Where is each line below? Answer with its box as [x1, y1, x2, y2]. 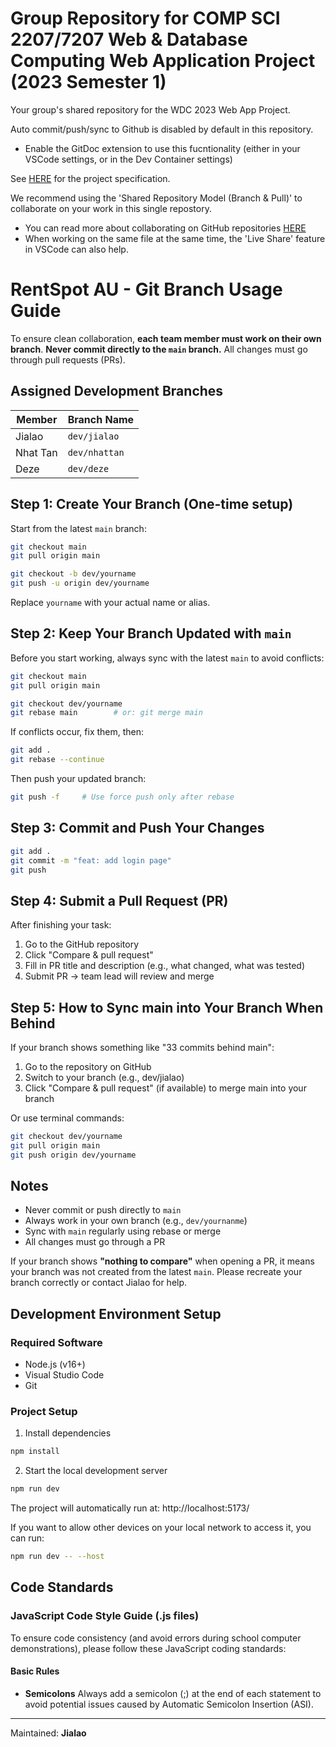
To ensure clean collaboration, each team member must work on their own [10, 332, 322, 344]
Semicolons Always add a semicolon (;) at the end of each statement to [24, 1687, 322, 1699]
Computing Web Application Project [10, 50, 316, 72]
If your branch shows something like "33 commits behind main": [10, 1042, 275, 1053]
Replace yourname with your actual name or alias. [10, 597, 211, 608]
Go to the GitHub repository [24, 938, 140, 951]
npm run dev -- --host [10, 1552, 105, 1562]
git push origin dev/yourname [10, 1150, 137, 1160]
